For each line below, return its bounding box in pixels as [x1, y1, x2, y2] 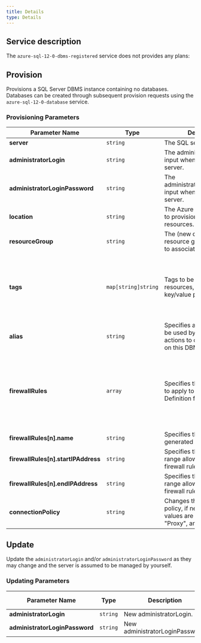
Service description [6, 36, 82, 47]
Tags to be [164, 276, 194, 284]
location [9, 213, 33, 221]
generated [164, 438, 193, 446]
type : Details [6, 14, 42, 20]
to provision [164, 213, 197, 221]
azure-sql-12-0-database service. [6, 98, 90, 105]
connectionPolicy [9, 508, 60, 516]
